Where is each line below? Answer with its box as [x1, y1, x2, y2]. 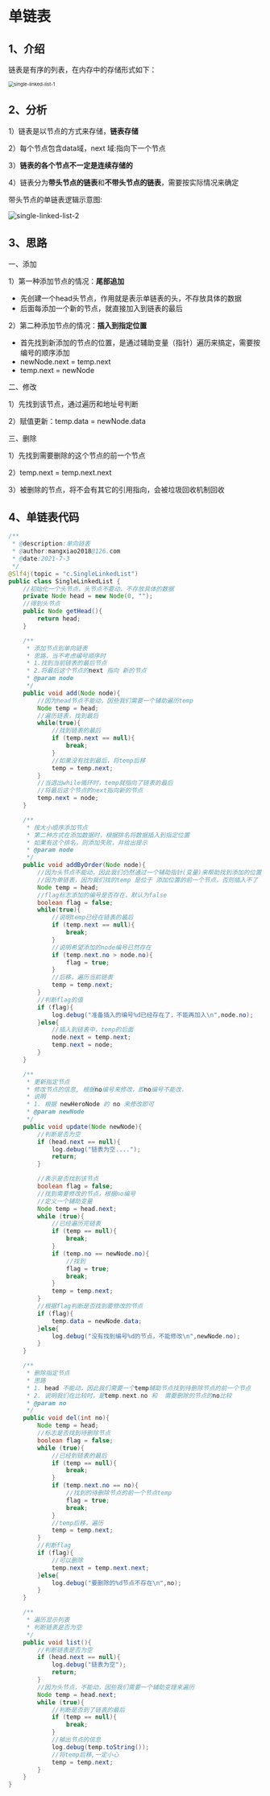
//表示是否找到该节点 [37, 1175, 99, 1183]
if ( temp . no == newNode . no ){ [51, 1250, 150, 1258]
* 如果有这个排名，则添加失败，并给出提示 [26, 839, 148, 847]
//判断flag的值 [37, 996, 83, 1004]
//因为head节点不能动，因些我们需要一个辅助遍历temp [37, 696, 193, 705]
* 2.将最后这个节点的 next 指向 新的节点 [26, 666, 147, 675]
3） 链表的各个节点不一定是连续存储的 [8, 160, 133, 170]
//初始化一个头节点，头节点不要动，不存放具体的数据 [23, 585, 175, 593]
